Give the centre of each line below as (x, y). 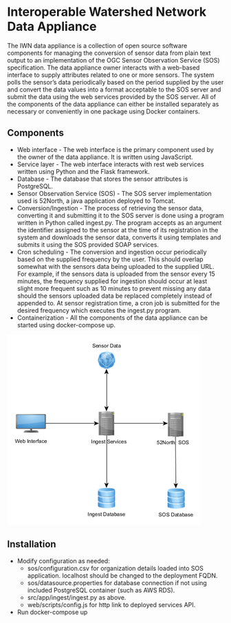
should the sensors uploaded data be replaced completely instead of (114, 296)
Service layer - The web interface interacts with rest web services (110, 164)
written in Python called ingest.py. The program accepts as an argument (119, 222)
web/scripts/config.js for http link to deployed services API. (111, 604)
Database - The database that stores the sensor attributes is (102, 179)
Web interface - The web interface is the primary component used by (115, 149)
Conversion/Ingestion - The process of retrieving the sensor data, (110, 208)
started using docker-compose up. (66, 325)
